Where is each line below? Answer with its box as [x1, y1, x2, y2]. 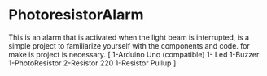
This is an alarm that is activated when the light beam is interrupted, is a [8, 32, 250, 42]
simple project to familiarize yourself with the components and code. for [8, 40, 250, 50]
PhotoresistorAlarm [8, 6, 144, 24]
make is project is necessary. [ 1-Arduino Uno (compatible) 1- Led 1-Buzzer [8, 49, 260, 59]
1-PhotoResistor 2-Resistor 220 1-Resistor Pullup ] [8, 58, 177, 68]
